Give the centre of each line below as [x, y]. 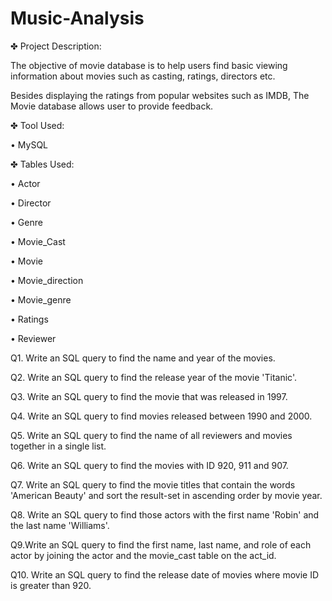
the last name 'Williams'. [60, 525]
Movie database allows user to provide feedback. [112, 106]
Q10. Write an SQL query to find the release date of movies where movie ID [165, 574]
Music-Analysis [77, 18]
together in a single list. [58, 446]
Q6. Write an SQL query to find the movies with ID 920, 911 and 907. [149, 465]
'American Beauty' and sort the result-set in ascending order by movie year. [166, 495]
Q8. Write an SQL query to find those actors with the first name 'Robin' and [165, 514]
